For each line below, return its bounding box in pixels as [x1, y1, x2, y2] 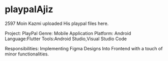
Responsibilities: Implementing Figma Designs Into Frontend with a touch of [5, 45, 163, 51]
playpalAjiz [5, 4, 53, 15]
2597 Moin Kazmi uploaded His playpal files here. [5, 20, 109, 26]
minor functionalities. [5, 51, 49, 57]
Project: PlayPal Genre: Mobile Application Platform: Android [5, 30, 131, 36]
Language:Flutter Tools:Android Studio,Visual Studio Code [5, 36, 127, 42]
